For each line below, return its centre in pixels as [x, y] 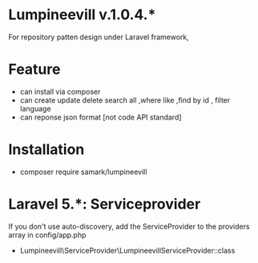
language [35, 108]
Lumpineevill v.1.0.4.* [82, 15]
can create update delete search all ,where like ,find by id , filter [125, 100]
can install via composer [60, 91]
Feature [34, 69]
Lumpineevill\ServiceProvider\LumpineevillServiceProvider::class [127, 250]
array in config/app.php [47, 235]
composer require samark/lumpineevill [83, 172]
